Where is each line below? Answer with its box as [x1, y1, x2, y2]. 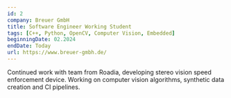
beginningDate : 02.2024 [7, 36, 76, 43]
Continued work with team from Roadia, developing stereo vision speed [7, 67, 212, 76]
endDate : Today [7, 42, 51, 49]
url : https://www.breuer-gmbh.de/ [7, 49, 108, 56]
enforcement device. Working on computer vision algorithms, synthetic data [7, 75, 225, 83]
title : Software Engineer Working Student [7, 23, 132, 30]
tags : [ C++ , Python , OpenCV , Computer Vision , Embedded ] [7, 29, 176, 37]
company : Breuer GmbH [7, 17, 70, 24]
